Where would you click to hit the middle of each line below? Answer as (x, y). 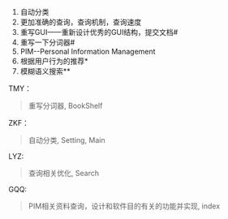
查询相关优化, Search (64, 173)
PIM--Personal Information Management (88, 52)
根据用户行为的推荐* (54, 61)
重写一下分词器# (47, 42)
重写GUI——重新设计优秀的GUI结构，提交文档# (99, 32)
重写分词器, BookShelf (65, 105)
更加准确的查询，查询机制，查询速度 (81, 22)
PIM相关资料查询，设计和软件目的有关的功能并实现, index (124, 206)
